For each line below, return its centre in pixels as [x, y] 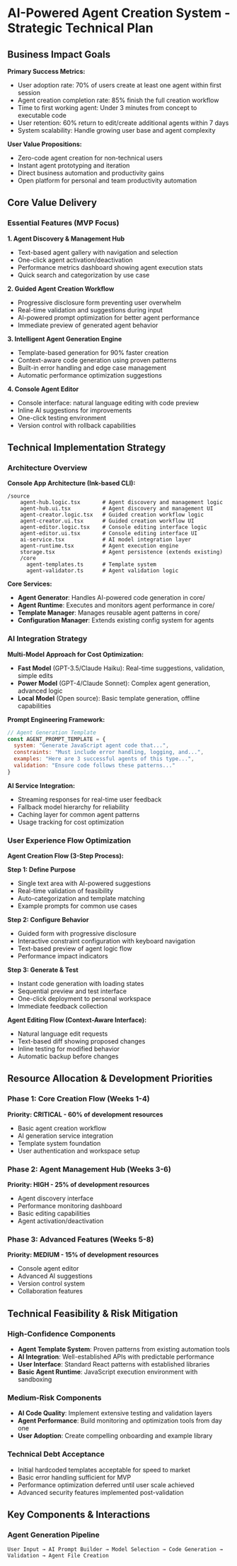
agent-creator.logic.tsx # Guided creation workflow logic [112, 515]
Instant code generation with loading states [81, 984]
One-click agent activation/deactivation [75, 260]
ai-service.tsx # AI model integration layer [106, 540]
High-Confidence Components [62, 1334]
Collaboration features [50, 1291]
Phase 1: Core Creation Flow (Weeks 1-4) [79, 1099]
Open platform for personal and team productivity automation [107, 180]
